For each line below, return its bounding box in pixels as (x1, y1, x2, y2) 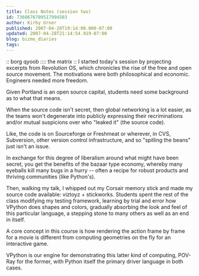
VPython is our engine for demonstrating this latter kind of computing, (6, 251, 177, 258)
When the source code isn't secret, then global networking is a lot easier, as (6, 106, 191, 113)
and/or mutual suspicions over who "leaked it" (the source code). (6, 118, 166, 126)
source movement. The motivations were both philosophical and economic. (6, 70, 190, 78)
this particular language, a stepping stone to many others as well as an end (6, 210, 190, 217)
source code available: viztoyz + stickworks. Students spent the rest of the (6, 191, 188, 198)
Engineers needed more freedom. (6, 76, 89, 84)
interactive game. (6, 240, 49, 247)
